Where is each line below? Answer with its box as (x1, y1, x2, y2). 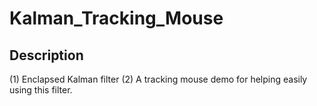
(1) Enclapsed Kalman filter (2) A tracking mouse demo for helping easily (9, 73, 308, 85)
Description (9, 47, 84, 64)
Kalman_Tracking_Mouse (9, 7, 224, 30)
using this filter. (9, 84, 73, 96)
